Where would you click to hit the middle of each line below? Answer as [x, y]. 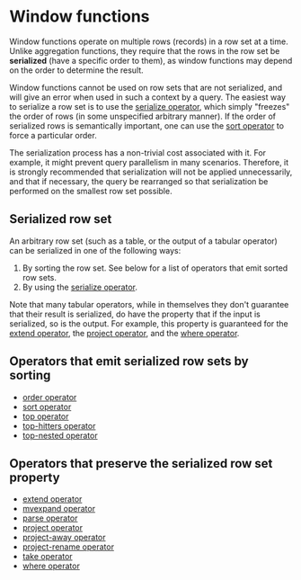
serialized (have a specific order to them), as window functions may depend [151, 60]
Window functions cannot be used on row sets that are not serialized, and [146, 87]
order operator [49, 397]
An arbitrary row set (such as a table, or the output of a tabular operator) [144, 241]
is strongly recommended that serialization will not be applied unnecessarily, [151, 172]
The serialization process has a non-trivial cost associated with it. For [138, 152]
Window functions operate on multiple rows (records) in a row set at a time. [149, 41]
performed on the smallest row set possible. [91, 191]
